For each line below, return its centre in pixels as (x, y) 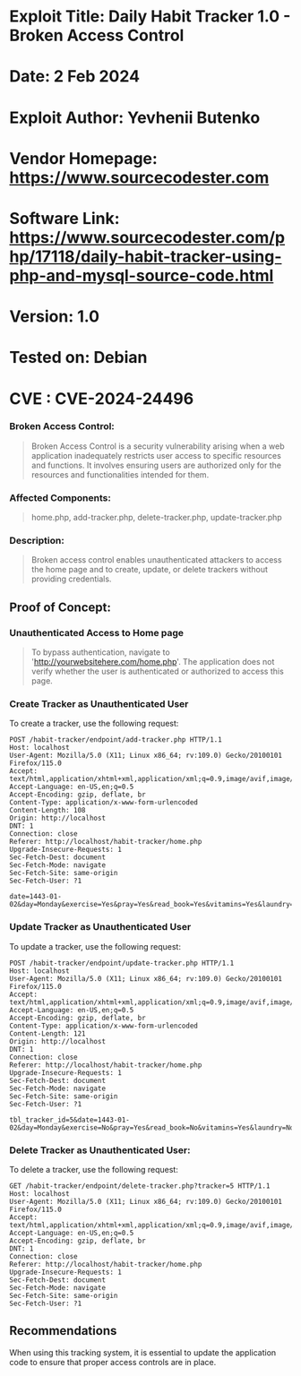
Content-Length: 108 (48, 811)
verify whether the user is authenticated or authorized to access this (157, 671)
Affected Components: (60, 497)
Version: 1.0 (55, 317)
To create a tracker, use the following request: (94, 724)
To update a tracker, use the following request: (95, 946)
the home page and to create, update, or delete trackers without (150, 570)
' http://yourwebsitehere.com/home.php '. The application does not (153, 662)
